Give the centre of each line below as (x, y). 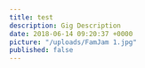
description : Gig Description (65, 26)
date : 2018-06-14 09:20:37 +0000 (71, 34)
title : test (31, 17)
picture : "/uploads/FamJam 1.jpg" (73, 42)
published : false (41, 50)
